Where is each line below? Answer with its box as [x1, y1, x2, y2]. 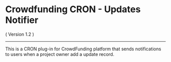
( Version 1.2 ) [5, 31, 35, 37]
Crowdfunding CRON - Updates [5, 4, 141, 15]
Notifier [5, 14, 39, 26]
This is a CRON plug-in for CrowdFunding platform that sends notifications [5, 46, 161, 52]
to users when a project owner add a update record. [5, 51, 115, 57]
